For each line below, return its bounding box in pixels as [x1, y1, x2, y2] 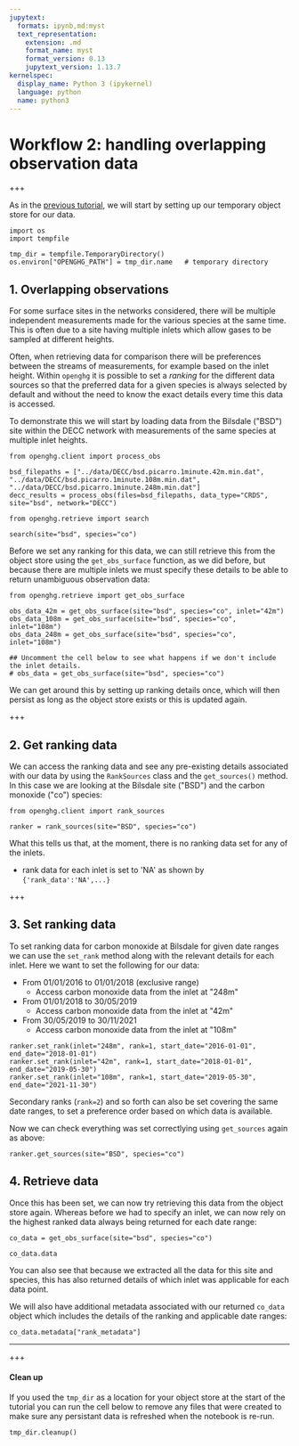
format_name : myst [25, 46, 93, 55]
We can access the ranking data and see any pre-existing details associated [9, 761, 289, 772]
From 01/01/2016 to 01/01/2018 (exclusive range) [21, 976, 200, 987]
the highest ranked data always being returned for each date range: [9, 1216, 257, 1227]
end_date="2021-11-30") [9, 1080, 98, 1090]
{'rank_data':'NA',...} [21, 875, 111, 885]
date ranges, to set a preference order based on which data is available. [9, 1106, 273, 1116]
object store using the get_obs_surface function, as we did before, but [9, 555, 266, 566]
